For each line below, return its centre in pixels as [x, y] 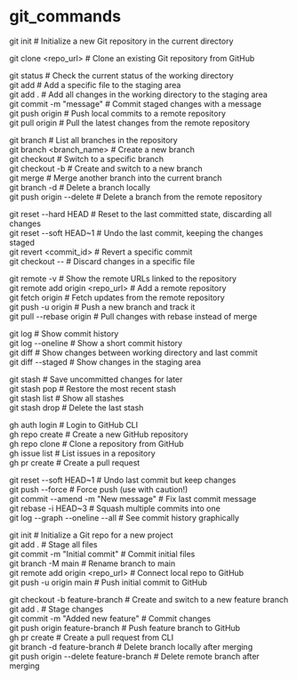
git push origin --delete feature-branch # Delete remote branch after [134, 656]
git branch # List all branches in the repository [93, 140]
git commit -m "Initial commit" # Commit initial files [102, 554]
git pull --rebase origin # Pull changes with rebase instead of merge [133, 316]
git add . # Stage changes [56, 609]
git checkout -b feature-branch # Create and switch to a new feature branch [149, 599]
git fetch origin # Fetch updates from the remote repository [117, 297]
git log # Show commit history [64, 333]
